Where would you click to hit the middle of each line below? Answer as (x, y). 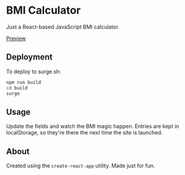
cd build (17, 88)
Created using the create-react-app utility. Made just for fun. (81, 165)
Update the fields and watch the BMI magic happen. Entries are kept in (93, 126)
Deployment (29, 57)
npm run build (24, 82)
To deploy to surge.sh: (34, 71)
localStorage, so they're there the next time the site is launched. (84, 133)
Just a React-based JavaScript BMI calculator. (63, 27)
